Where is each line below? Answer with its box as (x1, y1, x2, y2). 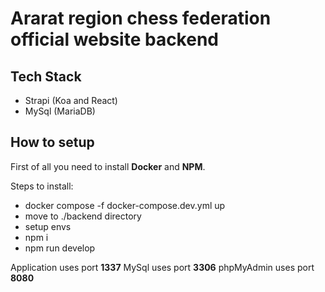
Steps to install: (10, 180, 74, 192)
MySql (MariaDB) (24, 105, 96, 117)
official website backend (10, 28, 219, 51)
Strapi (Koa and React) (24, 95, 118, 106)
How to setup (10, 134, 95, 151)
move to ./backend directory (24, 210, 142, 222)
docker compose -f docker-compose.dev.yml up (24, 199, 226, 211)
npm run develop (24, 242, 96, 254)
